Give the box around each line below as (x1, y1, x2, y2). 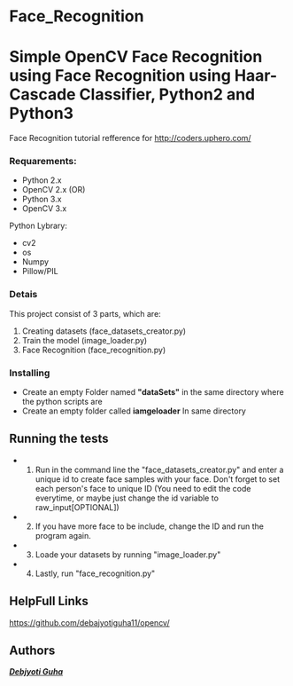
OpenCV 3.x (21, 203, 67, 214)
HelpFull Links (9, 594, 89, 609)
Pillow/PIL (21, 266, 59, 277)
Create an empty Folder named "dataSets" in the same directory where (21, 387, 285, 398)
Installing (9, 367, 50, 379)
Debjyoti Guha (9, 666, 64, 677)
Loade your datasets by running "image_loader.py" (35, 548, 221, 560)
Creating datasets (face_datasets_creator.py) (21, 326, 187, 336)
